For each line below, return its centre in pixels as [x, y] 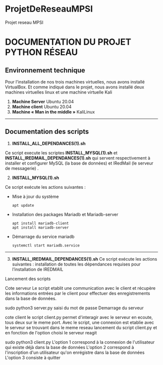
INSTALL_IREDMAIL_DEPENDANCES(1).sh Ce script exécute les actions [85, 259]
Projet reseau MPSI [24, 22]
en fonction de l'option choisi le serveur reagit [51, 332]
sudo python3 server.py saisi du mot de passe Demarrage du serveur [74, 308]
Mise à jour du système [35, 196]
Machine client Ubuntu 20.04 [42, 107]
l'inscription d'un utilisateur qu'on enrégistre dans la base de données [75, 352]
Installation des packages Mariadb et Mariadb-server [65, 214]
